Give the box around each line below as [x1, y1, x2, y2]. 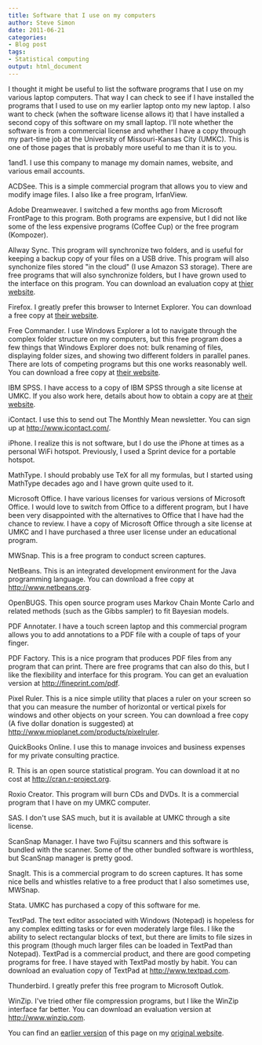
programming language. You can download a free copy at [8, 574, 195, 584]
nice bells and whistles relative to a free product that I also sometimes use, [8, 877, 249, 886]
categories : [8, 33, 47, 42]
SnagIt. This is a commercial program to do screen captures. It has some [8, 868, 243, 878]
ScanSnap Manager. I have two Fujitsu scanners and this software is [8, 836, 229, 845]
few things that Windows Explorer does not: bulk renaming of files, [8, 343, 224, 352]
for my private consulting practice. [8, 750, 120, 760]
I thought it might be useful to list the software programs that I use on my [8, 84, 244, 93]
